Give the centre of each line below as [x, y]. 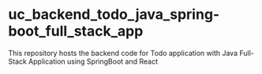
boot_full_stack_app [76, 31]
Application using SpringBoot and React [93, 61]
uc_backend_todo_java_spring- [114, 15]
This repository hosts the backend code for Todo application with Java [123, 53]
